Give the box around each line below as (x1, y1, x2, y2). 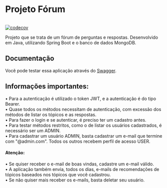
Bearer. (5, 101, 20, 107)
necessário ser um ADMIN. (5, 127, 61, 134)
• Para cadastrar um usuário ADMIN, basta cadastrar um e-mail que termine (5, 133, 162, 139)
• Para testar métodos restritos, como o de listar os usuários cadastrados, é (5, 122, 162, 128)
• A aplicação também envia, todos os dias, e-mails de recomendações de (5, 166, 159, 172)
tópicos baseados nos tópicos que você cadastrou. (5, 171, 111, 177)
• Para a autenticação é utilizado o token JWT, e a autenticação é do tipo (5, 96, 156, 102)
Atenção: (5, 150, 25, 156)
